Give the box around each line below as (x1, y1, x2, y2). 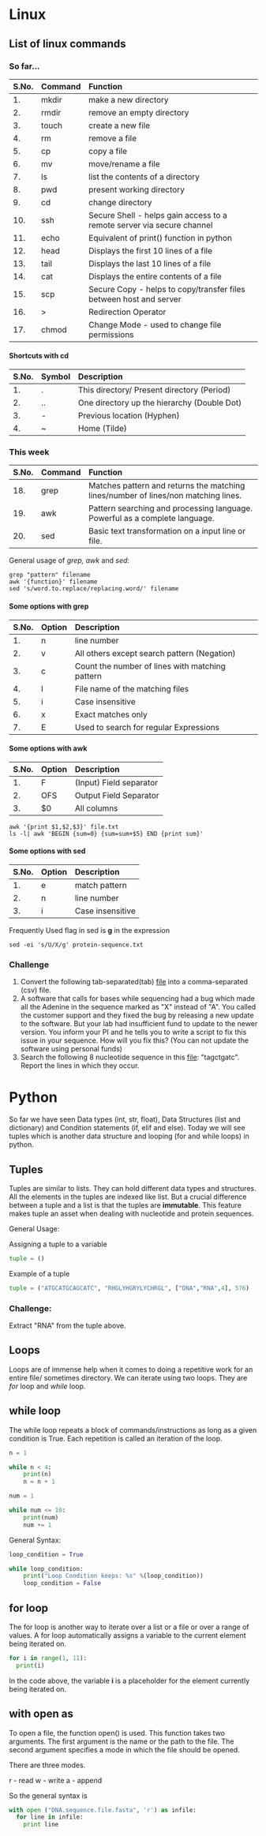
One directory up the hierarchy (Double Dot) (78, 397, 242, 408)
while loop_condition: (9, 1564, 84, 1572)
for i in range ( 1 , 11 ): (9, 1654, 88, 1662)
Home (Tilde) (78, 423, 127, 434)
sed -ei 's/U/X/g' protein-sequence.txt (9, 941, 144, 949)
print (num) (23, 1513, 59, 1521)
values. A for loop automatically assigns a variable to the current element (9, 1631, 247, 1640)
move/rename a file (88, 158, 160, 169)
